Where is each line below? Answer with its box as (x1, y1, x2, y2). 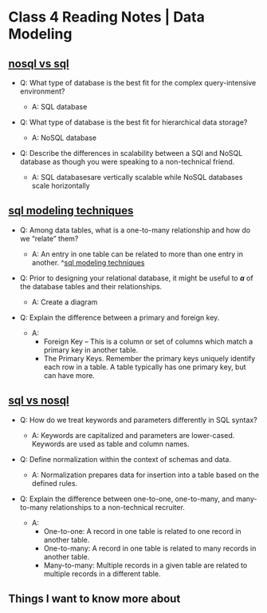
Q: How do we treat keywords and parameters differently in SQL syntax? (19, 415, 257, 424)
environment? (19, 86, 65, 96)
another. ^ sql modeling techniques (31, 257, 145, 267)
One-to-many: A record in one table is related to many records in (43, 543, 257, 553)
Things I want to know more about (8, 592, 181, 606)
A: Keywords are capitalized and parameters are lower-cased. (31, 430, 235, 440)
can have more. (43, 370, 96, 380)
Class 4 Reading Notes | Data (8, 8, 206, 26)
